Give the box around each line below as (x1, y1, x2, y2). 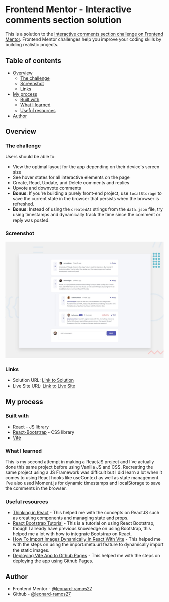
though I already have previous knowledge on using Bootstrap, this (12, 526, 151, 532)
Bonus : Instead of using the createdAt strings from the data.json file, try (12, 206, 163, 212)
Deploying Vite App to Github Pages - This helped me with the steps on (12, 553, 160, 559)
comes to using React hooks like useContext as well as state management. (5, 475, 160, 481)
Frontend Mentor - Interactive (5, 4, 132, 15)
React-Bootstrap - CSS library (12, 429, 74, 435)
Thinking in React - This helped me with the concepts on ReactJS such (12, 510, 160, 516)
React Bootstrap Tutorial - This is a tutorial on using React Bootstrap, (12, 520, 155, 526)
